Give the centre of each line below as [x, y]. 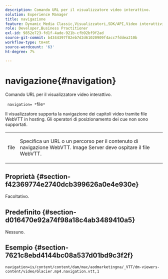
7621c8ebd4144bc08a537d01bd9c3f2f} [69, 255]
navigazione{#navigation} [61, 81]
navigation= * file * [26, 104]
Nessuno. [15, 232]
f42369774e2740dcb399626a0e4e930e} [72, 184]
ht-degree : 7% [20, 51]
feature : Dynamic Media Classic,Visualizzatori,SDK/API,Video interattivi [85, 24]
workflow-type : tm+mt [28, 42]
